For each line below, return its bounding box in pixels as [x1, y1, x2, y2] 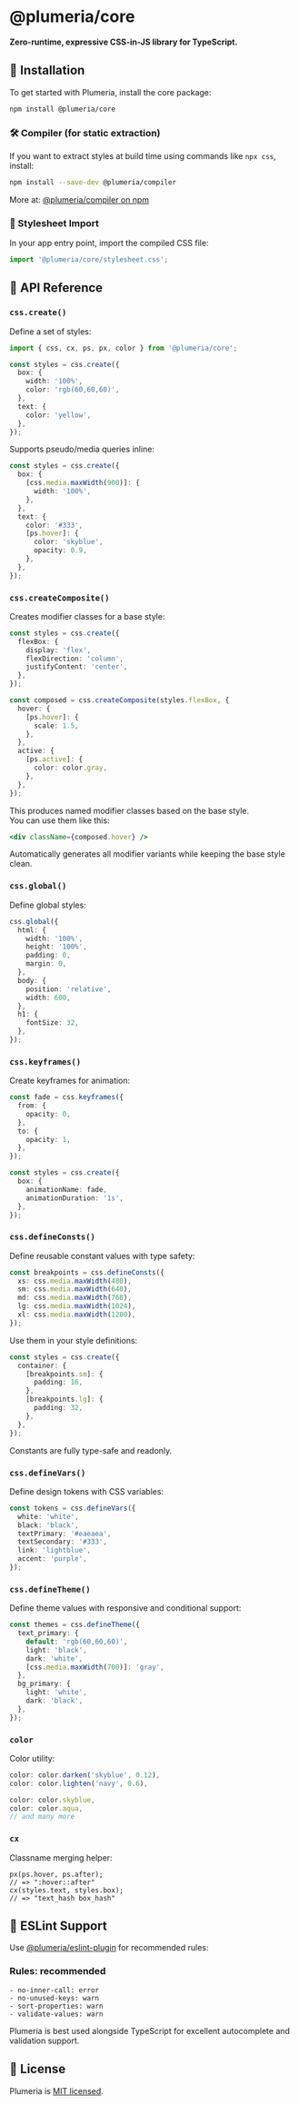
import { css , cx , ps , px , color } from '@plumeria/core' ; [9, 343, 238, 352]
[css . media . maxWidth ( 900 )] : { [25, 479, 141, 488]
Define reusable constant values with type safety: [9, 1250, 195, 1261]
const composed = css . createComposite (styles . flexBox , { [9, 696, 230, 705]
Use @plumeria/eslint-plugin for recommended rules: [9, 1942, 209, 1953]
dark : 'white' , [25, 1653, 84, 1663]
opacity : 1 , [25, 1135, 71, 1144]
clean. [9, 859, 33, 869]
